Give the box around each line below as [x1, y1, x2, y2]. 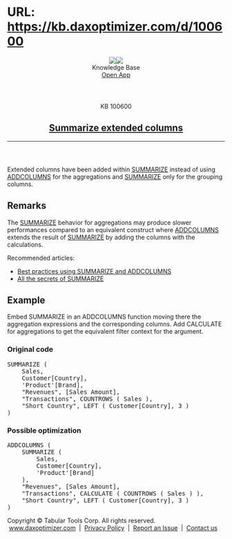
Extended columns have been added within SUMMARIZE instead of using [7, 165, 215, 173]
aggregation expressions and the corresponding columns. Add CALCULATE [7, 320, 222, 328]
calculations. [7, 240, 43, 249]
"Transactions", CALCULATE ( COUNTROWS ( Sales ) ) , [21, 489, 204, 498]
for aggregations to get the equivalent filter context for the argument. [7, 328, 204, 336]
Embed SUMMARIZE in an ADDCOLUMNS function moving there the [7, 312, 202, 321]
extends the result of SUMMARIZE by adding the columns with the [7, 233, 195, 241]
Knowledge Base [92, 63, 140, 71]
